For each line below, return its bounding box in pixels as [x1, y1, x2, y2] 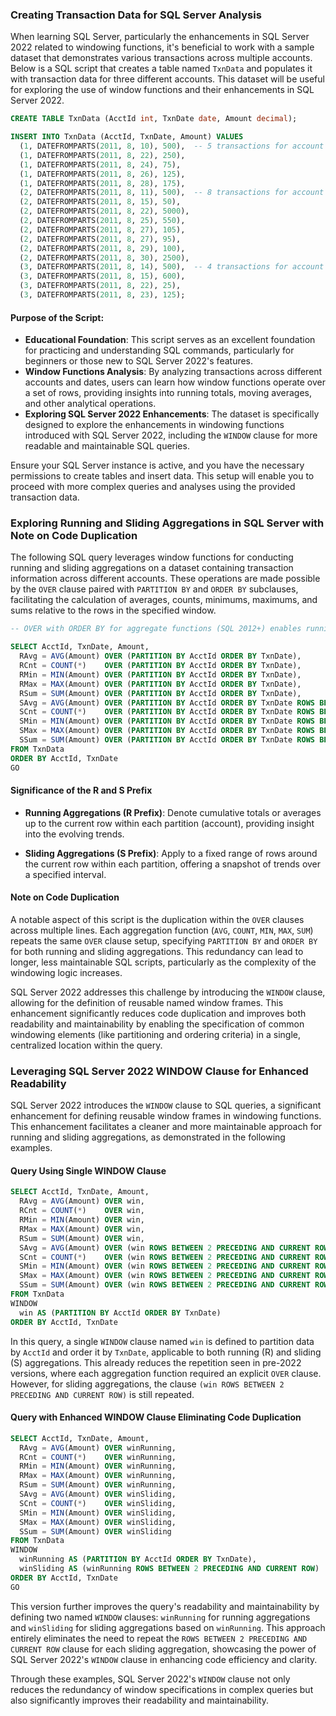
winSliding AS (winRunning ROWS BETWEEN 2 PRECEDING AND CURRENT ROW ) [19, 1564, 320, 1574]
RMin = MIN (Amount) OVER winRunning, [19, 1461, 177, 1472]
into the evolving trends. [24, 828, 125, 840]
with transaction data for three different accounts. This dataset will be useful [10, 73, 325, 85]
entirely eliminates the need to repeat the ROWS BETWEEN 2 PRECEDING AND [10, 1632, 308, 1644]
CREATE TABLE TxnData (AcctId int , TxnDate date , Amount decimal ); [10, 114, 298, 124]
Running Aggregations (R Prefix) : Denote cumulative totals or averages [24, 806, 322, 818]
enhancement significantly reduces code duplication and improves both [10, 1007, 307, 1019]
